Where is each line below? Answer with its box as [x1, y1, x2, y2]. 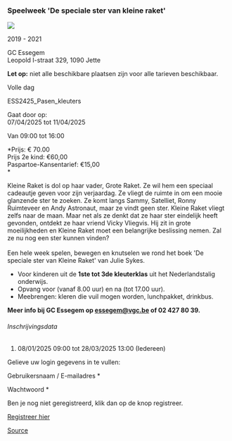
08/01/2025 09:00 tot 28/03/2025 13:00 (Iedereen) [17, 344, 166, 352]
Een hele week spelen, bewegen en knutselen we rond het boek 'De [7, 249, 204, 257]
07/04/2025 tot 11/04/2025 [7, 118, 86, 127]
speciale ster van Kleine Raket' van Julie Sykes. [7, 256, 146, 265]
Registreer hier [7, 412, 51, 421]
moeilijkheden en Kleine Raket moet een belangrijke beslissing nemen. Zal [7, 226, 221, 235]
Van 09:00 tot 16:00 [7, 132, 65, 140]
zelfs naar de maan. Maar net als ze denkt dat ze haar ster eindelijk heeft [7, 211, 218, 220]
